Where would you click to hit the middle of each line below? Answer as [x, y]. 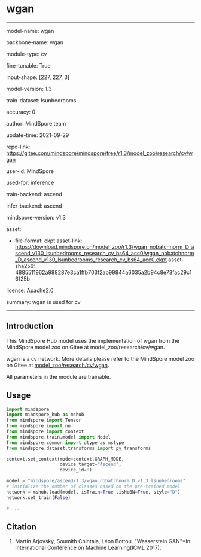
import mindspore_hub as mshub [45, 415]
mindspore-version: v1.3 [36, 217]
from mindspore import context [45, 432]
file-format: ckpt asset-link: [48, 241]
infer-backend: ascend [34, 206]
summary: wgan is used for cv [43, 302]
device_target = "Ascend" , [90, 465]
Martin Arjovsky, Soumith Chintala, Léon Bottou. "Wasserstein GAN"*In [102, 541]
